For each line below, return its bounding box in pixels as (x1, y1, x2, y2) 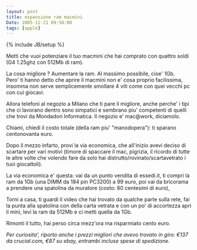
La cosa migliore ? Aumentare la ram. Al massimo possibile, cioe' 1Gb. (6, 70, 175, 77)
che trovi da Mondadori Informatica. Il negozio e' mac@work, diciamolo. (6, 113, 181, 120)
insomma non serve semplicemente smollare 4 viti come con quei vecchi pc (6, 83, 190, 90)
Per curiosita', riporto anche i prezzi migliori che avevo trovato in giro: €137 (6, 231, 188, 238)
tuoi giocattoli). (6, 161, 43, 168)
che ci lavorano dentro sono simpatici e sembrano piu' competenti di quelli (6, 106, 187, 114)
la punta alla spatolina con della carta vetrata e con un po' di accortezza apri (6, 202, 192, 209)
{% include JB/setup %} (6, 41, 65, 48)
